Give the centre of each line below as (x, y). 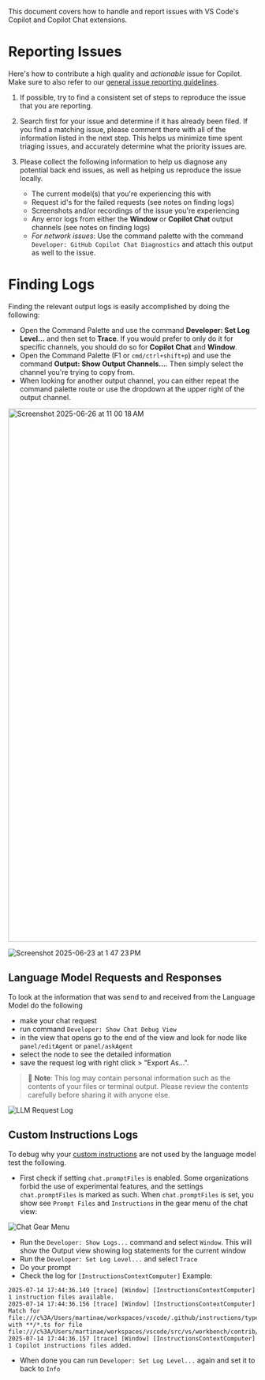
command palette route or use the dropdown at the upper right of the (132, 389)
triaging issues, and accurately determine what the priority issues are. (133, 146)
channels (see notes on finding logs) (91, 227)
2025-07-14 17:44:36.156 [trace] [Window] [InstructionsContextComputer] (132, 1304)
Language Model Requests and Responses (115, 978)
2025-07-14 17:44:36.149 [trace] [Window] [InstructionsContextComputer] (132, 1290)
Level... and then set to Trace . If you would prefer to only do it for (127, 338)
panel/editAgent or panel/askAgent (76, 1045)
